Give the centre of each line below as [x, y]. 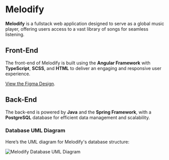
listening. [15, 34]
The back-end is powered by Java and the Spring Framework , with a [78, 112]
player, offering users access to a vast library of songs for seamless [77, 29]
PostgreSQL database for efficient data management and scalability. [78, 117]
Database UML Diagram [35, 130]
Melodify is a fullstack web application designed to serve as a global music [85, 24]
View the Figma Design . [30, 83]
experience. [18, 74]
